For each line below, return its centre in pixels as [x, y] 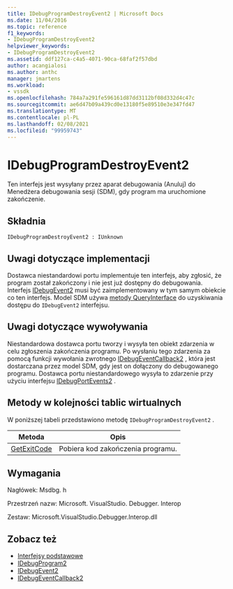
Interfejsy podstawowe [50, 556]
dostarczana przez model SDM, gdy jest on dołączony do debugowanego [113, 366]
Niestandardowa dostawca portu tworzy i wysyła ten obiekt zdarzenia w [111, 343]
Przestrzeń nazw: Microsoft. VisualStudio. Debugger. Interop [94, 504]
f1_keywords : [26, 33]
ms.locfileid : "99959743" [45, 131]
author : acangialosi [37, 66]
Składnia [27, 221]
